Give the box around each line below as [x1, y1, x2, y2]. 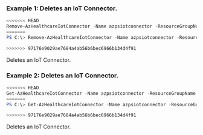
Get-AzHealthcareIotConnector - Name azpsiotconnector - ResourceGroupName [6, 90, 196, 97]
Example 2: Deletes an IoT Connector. [6, 71, 119, 79]
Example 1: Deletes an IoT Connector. [6, 4, 118, 13]
